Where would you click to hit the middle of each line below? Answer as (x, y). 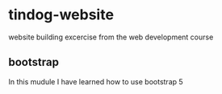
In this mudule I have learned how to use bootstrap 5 (96, 81)
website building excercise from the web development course (111, 37)
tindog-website (61, 15)
